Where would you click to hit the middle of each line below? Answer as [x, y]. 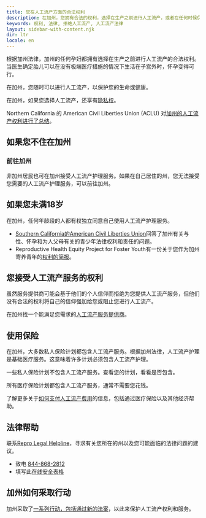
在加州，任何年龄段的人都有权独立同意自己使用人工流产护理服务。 [90, 220]
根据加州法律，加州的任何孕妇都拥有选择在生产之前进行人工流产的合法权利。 [103, 59]
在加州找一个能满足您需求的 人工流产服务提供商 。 [68, 314]
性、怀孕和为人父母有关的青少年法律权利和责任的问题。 [85, 241]
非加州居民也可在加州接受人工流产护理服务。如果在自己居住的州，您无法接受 [103, 176]
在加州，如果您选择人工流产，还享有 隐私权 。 [63, 100]
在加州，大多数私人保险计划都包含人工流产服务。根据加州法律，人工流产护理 [103, 352]
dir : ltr [17, 35]
